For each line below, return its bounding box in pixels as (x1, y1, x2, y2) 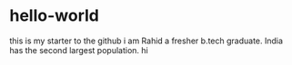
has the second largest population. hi (9, 44, 148, 55)
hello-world (9, 5, 100, 26)
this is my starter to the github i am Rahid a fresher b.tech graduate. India (9, 35, 284, 46)
